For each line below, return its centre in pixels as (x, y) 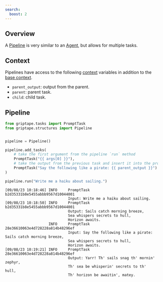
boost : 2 (18, 14)
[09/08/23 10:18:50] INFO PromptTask (48, 203)
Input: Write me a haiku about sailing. (109, 199)
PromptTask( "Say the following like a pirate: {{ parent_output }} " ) (86, 168)
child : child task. (29, 97)
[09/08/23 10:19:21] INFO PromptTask (48, 249)
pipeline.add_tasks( (26, 150)
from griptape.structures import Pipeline (49, 128)
